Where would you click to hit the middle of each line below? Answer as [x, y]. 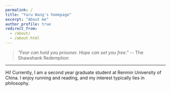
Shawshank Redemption [43, 58]
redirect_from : [21, 29]
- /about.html [25, 38]
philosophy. [17, 83]
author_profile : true [28, 24]
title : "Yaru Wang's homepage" [38, 15]
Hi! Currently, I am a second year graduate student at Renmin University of [83, 72]
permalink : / [19, 10]
